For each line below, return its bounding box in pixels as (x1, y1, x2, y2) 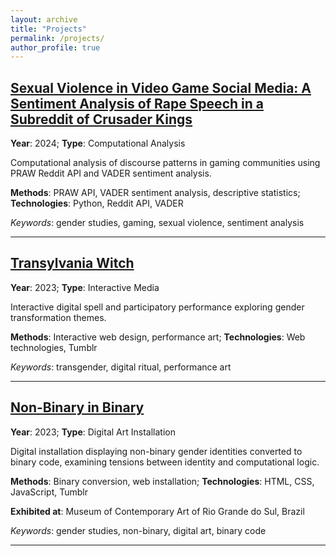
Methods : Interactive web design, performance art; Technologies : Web (10, 331, 306, 343)
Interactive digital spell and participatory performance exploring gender (10, 301, 305, 313)
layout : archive (10, 14, 78, 25)
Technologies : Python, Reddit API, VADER (10, 197, 184, 210)
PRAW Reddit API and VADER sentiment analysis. (10, 167, 212, 180)
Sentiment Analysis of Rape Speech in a (10, 95, 264, 112)
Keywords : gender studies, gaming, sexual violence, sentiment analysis (10, 217, 305, 229)
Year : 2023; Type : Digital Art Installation (10, 426, 176, 438)
